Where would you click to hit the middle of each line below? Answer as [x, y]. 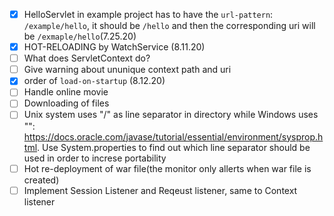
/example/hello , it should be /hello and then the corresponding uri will [169, 26]
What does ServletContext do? [87, 58]
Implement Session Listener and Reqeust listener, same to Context [160, 190]
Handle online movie [66, 92]
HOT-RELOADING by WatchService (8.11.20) [114, 47]
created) [41, 180]
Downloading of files [66, 103]
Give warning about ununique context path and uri [127, 70]
